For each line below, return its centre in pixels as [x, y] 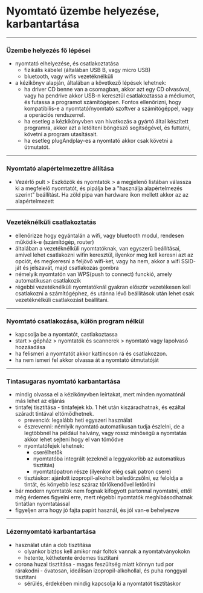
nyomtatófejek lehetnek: [54, 446]
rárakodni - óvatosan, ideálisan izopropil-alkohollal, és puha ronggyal [101, 571]
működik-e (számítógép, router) [55, 242]
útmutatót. [37, 147]
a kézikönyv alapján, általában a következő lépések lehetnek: [91, 83]
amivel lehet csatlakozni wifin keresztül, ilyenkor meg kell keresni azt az [104, 255]
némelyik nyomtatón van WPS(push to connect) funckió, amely [93, 274]
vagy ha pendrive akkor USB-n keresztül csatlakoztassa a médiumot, [110, 96]
